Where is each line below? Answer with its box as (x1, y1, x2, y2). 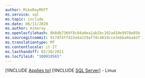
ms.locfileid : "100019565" (5, 53, 62, 59)
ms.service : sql (5, 12, 39, 17)
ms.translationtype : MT (5, 40, 55, 45)
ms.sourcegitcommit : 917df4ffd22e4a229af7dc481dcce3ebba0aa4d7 (5, 35, 140, 40)
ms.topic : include (5, 16, 44, 21)
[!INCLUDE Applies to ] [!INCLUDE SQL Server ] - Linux (5, 67, 116, 73)
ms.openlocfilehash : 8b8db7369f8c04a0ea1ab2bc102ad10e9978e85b (5, 30, 140, 35)
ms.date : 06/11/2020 (5, 21, 49, 26)
